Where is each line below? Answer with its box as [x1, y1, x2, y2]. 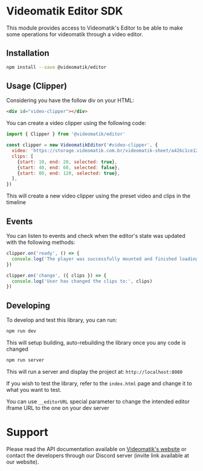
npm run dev [6, 328, 36, 335]
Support [6, 426, 48, 439]
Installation [6, 48, 50, 59]
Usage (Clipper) [6, 81, 68, 91]
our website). [6, 458, 39, 466]
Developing [6, 300, 50, 310]
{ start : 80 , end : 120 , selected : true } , [17, 170, 120, 176]
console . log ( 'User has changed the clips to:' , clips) [11, 278, 153, 284]
